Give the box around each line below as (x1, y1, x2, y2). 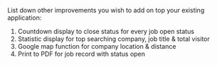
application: (7, 13, 42, 22)
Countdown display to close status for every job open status (17, 28, 194, 35)
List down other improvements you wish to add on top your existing (7, 6, 205, 14)
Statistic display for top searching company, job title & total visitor (17, 35, 210, 43)
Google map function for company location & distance (17, 42, 176, 50)
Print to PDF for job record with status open (17, 49, 146, 58)
